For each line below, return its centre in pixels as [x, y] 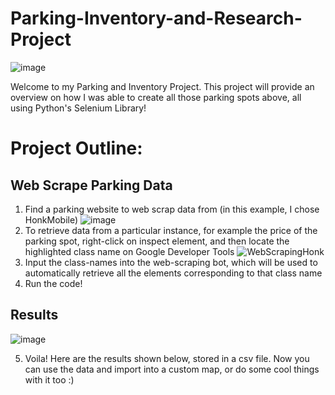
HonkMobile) [51, 219]
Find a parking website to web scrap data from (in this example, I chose [172, 209]
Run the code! [53, 283]
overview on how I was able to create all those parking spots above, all [156, 97]
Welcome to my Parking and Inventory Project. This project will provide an [162, 86]
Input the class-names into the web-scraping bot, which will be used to [171, 262]
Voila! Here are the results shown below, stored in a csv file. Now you [167, 358]
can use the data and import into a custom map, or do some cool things [172, 369]
